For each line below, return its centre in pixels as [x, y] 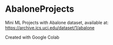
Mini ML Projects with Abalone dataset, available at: [57, 22]
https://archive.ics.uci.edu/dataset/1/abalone [50, 27]
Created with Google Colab [32, 37]
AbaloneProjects [40, 9]
